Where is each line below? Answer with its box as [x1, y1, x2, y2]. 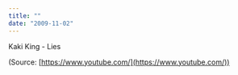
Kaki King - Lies [8, 41, 61, 51]
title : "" [8, 11, 42, 20]
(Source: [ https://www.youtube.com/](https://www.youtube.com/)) [8, 57, 230, 67]
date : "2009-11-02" [8, 19, 74, 27]
